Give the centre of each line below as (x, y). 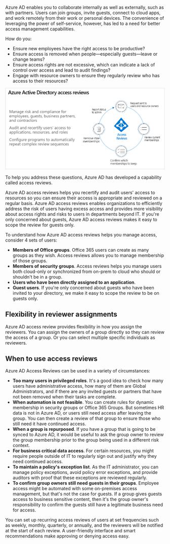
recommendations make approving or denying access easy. (68, 536)
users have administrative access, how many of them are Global (79, 386)
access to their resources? (40, 81)
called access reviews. (29, 183)
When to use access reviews (51, 359)
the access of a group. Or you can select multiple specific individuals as (80, 337)
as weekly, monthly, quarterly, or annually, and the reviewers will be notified (84, 525)
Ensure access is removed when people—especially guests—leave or (85, 54)
